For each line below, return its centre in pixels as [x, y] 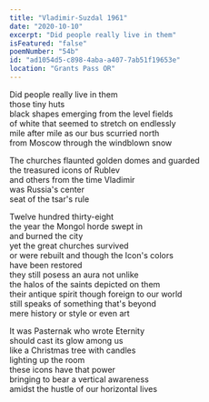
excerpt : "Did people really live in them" [93, 35]
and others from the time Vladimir [72, 179]
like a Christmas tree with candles [73, 350]
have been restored [46, 265]
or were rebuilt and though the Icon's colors [92, 255]
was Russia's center [47, 189]
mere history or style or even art [70, 313]
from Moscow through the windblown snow [91, 143]
